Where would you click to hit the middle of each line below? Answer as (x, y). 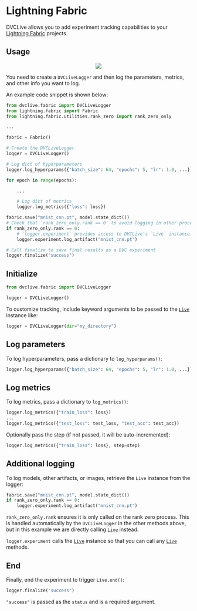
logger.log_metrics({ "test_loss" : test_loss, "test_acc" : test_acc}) (93, 423)
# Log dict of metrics (44, 202)
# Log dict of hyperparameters (44, 164)
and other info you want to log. (43, 83)
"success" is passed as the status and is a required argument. (81, 602)
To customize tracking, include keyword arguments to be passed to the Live (98, 309)
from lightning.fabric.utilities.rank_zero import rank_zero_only (89, 116)
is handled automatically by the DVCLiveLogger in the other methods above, (96, 523)
